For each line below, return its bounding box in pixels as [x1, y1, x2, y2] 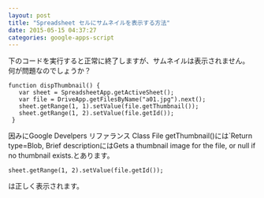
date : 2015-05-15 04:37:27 [8, 26, 97, 34]
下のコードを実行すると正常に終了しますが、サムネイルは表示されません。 [8, 56, 247, 65]
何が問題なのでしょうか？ [8, 66, 91, 76]
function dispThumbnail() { [8, 82, 101, 90]
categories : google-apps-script [8, 33, 114, 42]
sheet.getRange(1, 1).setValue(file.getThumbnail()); [18, 103, 199, 110]
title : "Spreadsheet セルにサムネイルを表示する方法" [8, 19, 171, 27]
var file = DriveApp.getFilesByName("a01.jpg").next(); [18, 95, 206, 103]
